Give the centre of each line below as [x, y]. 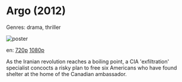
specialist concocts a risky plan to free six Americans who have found [92, 68]
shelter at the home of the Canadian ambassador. [67, 74]
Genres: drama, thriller [33, 27]
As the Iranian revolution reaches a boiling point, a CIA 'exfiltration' [88, 61]
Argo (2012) [36, 11]
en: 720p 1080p [25, 50]
